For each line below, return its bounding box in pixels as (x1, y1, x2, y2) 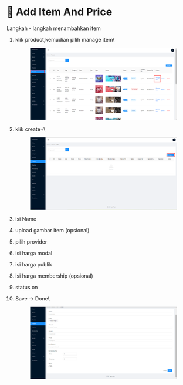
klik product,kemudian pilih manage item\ (15, 36, 115, 43)
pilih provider (15, 238, 48, 245)
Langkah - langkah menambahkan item (6, 25, 101, 32)
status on (15, 283, 38, 291)
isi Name (15, 215, 37, 222)
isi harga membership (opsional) (15, 272, 93, 279)
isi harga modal (15, 249, 52, 256)
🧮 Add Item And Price (6, 5, 113, 19)
